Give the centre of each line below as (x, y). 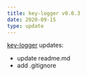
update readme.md (43, 58)
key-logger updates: (35, 45)
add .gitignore (36, 66)
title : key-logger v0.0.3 (43, 13)
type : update (25, 26)
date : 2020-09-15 (32, 20)
